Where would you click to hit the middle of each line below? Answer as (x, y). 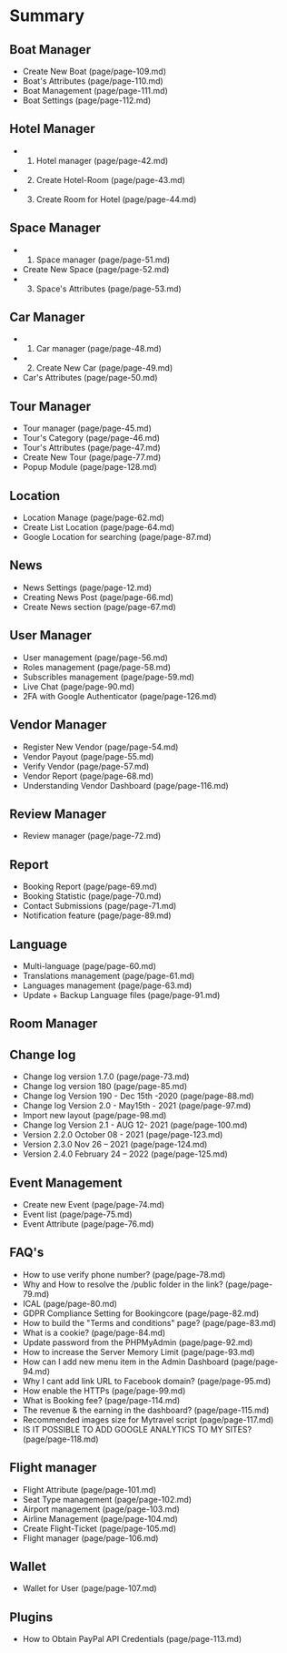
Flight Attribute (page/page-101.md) (89, 1489)
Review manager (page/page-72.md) (92, 836)
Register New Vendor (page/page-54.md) (100, 747)
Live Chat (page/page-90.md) (79, 686)
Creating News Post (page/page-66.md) (98, 597)
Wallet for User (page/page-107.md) (89, 1588)
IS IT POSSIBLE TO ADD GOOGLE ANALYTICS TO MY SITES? (137, 1429)
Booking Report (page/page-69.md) (89, 887)
